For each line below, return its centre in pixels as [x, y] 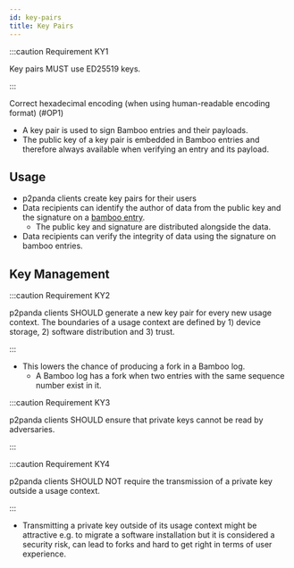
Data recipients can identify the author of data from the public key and [151, 208]
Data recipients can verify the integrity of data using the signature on [149, 237]
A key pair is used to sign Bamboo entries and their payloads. [135, 129]
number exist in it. [68, 386]
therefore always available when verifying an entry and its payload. [146, 149]
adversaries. [32, 430]
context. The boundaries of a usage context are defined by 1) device [135, 322]
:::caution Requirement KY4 [59, 464]
